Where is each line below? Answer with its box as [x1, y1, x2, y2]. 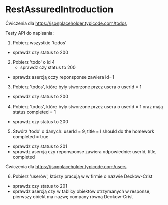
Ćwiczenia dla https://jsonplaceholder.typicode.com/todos [5, 20, 127, 26]
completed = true [12, 133, 49, 139]
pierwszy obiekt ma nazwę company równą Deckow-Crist [12, 193, 133, 199]
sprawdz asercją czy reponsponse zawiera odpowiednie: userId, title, [12, 148, 157, 154]
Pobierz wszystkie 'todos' [12, 39, 67, 46]
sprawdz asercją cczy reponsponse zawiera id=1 [12, 74, 115, 80]
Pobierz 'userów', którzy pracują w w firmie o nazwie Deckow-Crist [12, 173, 153, 179]
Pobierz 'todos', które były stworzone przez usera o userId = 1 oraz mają [12, 103, 163, 109]
